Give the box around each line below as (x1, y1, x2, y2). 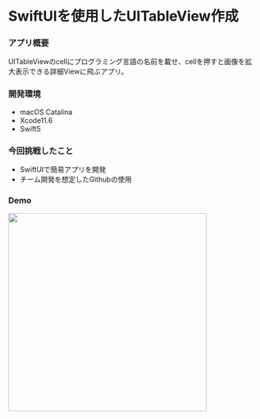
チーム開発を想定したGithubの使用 (19, 175, 132, 185)
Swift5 (19, 124, 41, 133)
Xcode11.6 (19, 116, 53, 125)
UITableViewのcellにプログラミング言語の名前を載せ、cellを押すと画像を (8, 57, 246, 67)
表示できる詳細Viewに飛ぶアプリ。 (14, 67, 128, 76)
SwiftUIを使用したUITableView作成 (8, 7, 239, 25)
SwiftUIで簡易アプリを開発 (19, 165, 107, 174)
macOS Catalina (19, 107, 73, 116)
